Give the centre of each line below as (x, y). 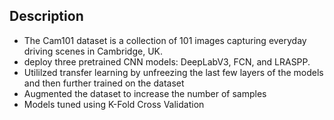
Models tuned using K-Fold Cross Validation (114, 104)
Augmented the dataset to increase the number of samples (145, 93)
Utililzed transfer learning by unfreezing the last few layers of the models (173, 72)
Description (46, 16)
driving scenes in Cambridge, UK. (93, 51)
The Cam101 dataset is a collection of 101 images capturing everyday (165, 40)
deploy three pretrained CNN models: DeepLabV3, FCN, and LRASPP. (167, 61)
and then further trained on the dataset (104, 83)
